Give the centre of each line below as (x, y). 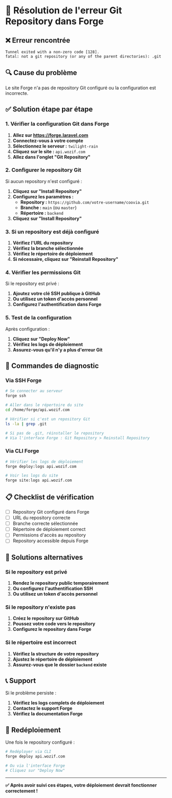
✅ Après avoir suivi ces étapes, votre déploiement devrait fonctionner (81, 785)
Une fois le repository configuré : (40, 742)
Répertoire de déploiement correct (49, 529)
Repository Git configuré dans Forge (51, 511)
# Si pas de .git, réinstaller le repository (55, 433)
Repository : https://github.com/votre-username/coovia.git (85, 202)
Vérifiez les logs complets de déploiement (58, 703)
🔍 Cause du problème (41, 73)
